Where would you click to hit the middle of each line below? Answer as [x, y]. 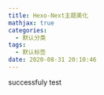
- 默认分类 [31, 38]
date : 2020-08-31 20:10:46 [52, 60]
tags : [17, 45]
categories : [28, 30]
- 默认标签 [31, 52]
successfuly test [35, 82]
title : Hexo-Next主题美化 [48, 15]
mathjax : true [32, 23]
